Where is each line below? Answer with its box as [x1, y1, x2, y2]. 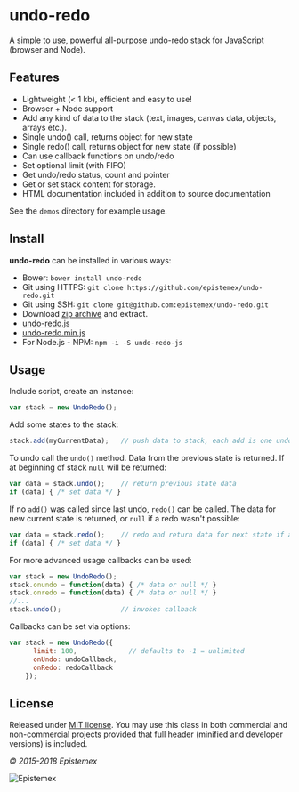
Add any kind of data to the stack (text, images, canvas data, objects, [21, 112, 277, 123]
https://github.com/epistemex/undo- [126, 283, 263, 292]
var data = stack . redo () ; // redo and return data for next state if [9, 530, 285, 539]
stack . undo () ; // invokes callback [9, 605, 198, 614]
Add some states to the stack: [9, 419, 119, 430]
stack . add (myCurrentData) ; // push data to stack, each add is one [9, 437, 273, 446]
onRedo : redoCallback [32, 663, 114, 672]
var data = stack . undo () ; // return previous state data [9, 480, 238, 489]
